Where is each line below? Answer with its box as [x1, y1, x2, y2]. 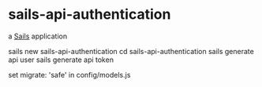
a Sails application [8, 31, 68, 41]
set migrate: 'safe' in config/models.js [8, 70, 131, 79]
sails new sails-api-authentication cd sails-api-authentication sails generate [8, 46, 254, 56]
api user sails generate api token [8, 55, 114, 64]
